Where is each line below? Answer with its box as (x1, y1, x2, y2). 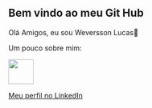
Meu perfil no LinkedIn (8, 90, 83, 100)
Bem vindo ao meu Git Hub (8, 6, 144, 20)
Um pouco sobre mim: (8, 43, 82, 53)
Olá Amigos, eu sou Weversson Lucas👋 (8, 27, 139, 37)
